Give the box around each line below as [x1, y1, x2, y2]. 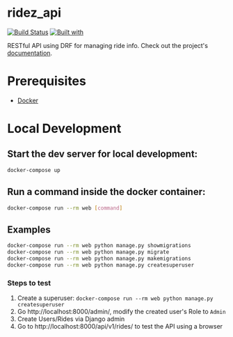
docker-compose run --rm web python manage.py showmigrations [7, 242, 191, 249]
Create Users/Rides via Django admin [17, 315, 125, 323]
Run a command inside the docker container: [7, 186, 206, 198]
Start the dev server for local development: [7, 148, 198, 160]
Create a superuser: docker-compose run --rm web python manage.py [17, 294, 214, 302]
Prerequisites [7, 73, 87, 89]
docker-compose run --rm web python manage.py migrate [7, 249, 170, 256]
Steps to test [7, 278, 51, 288]
